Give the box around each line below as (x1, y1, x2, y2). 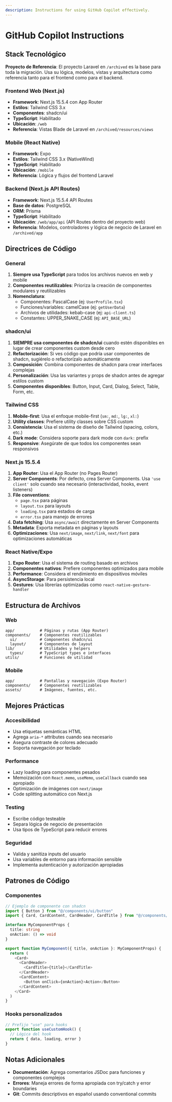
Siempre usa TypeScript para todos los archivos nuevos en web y (12, 271, 153, 277)
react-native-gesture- (102, 583, 152, 588)
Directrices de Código (5, 244, 77, 253)
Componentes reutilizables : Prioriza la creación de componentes (12, 283, 152, 289)
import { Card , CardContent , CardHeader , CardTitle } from (5, 913, 134, 918)
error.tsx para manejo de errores (20, 514, 92, 520)
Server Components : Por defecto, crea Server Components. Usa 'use (12, 475, 161, 482)
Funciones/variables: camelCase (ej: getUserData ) (20, 304, 125, 310)
